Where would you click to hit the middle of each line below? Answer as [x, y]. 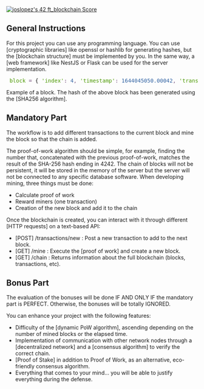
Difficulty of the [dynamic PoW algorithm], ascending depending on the [104, 328]
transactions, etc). [38, 264]
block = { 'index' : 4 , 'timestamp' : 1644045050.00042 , [93, 80]
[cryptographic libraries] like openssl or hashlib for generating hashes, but [99, 49]
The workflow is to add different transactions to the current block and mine [100, 132]
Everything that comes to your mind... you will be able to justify [94, 373]
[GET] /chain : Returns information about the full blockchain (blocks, [100, 257]
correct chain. [32, 354]
